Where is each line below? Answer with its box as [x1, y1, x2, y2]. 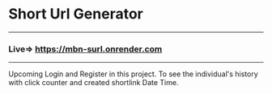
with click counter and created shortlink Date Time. [8, 78, 179, 88]
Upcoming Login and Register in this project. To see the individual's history [8, 69, 259, 79]
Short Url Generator [8, 5, 143, 23]
